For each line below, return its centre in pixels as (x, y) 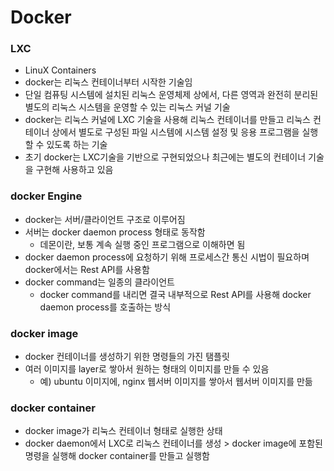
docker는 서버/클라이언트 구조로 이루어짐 (105, 219)
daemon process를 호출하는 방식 (105, 307)
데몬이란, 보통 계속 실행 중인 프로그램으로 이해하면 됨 (142, 244)
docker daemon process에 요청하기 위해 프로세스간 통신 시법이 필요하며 (167, 257)
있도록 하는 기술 (77, 145)
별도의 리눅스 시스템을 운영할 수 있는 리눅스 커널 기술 (127, 107)
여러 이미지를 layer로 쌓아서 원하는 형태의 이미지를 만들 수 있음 (147, 369)
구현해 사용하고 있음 (74, 170)
